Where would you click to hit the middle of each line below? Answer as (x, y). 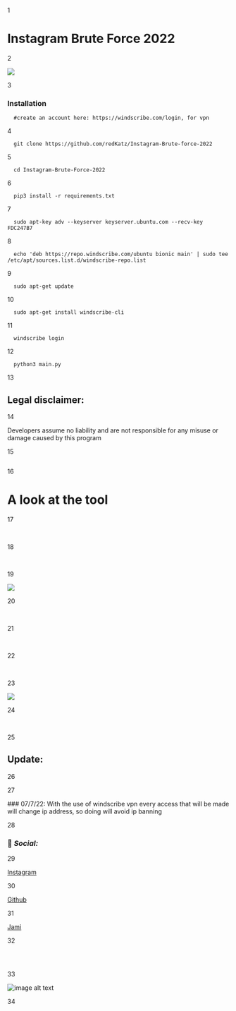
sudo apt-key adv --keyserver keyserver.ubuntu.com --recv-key (108, 222)
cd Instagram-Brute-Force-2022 (60, 170)
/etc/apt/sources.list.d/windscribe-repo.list (77, 260)
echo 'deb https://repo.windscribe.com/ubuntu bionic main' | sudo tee (121, 254)
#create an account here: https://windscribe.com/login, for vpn (112, 118)
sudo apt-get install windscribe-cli (69, 313)
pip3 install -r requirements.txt (64, 196)
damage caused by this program (55, 438)
